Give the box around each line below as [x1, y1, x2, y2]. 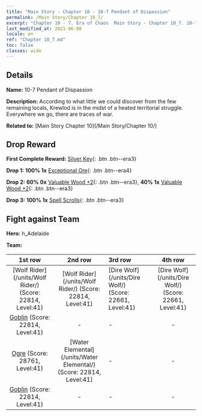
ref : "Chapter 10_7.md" [6, 37, 66, 43]
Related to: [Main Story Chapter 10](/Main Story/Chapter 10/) [6, 122, 158, 129]
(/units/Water [61, 353, 98, 361]
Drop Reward [6, 139, 56, 149]
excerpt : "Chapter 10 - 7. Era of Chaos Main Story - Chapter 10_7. [6, 20, 185, 26]
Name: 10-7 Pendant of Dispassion [6, 86, 93, 93]
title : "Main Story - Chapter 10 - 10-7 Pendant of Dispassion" [6, 8, 171, 15]
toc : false [6, 43, 34, 49]
